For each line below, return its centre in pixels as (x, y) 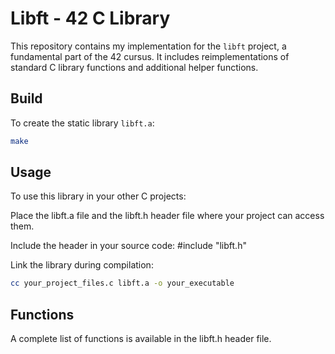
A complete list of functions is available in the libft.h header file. (141, 339)
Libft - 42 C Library (90, 18)
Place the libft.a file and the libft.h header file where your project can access (167, 216)
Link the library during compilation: (82, 265)
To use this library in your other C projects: (98, 196)
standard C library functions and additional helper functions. (134, 67)
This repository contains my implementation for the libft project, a (148, 46)
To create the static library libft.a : (82, 123)
